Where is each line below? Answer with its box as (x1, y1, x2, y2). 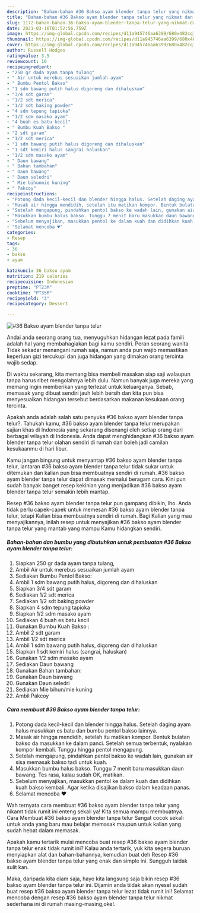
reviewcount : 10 (7, 58, 47, 64)
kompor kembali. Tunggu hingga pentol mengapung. (15, 746, 144, 753)
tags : (7, 240, 20, 246)
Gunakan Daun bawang (15, 673, 73, 680)
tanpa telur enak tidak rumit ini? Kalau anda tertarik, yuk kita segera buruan (7, 845, 191, 852)
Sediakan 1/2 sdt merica (15, 591, 75, 598)
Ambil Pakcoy (15, 692, 49, 699)
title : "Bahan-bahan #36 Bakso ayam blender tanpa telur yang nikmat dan (7, 14, 193, 20)
